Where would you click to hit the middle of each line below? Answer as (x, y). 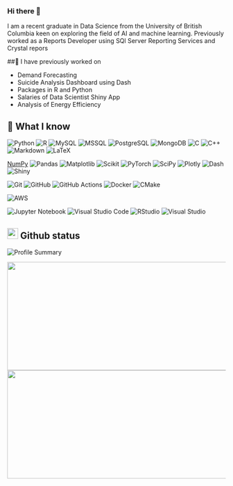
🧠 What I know (39, 127)
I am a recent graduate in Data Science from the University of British (105, 26)
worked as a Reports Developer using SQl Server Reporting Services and (111, 41)
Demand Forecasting (47, 75)
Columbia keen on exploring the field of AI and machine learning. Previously (115, 33)
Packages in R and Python (54, 90)
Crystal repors (28, 49)
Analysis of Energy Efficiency (59, 105)
